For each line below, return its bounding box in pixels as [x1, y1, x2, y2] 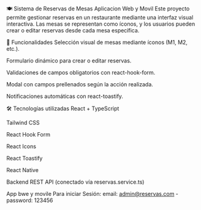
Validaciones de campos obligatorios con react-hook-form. [6, 69, 156, 76]
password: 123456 [6, 197, 53, 204]
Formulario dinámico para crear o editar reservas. [6, 57, 132, 64]
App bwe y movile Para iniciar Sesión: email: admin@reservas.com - [6, 190, 179, 197]
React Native [6, 167, 39, 173]
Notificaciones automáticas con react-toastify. [6, 92, 124, 100]
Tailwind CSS [6, 119, 40, 126]
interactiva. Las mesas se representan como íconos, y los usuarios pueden [6, 20, 195, 28]
